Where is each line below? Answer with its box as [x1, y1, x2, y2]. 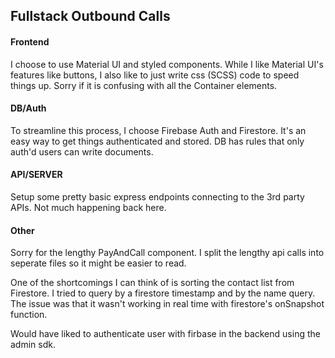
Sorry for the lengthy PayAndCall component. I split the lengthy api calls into [10, 247, 325, 259]
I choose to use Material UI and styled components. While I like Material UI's [10, 58, 324, 70]
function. [10, 309, 48, 321]
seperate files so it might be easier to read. [10, 257, 187, 269]
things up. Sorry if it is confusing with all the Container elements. [10, 79, 278, 91]
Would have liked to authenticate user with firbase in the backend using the [10, 328, 321, 340]
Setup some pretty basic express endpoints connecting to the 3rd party [10, 191, 305, 203]
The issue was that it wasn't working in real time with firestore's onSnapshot [10, 298, 325, 310]
